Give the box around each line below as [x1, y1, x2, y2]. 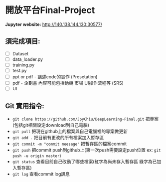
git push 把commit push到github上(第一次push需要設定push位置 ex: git [12, 147, 161, 153]
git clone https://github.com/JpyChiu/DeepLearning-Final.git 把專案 [12, 116, 159, 122]
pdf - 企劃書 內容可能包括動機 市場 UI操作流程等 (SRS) [12, 80, 124, 86]
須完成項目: [5, 37, 41, 45]
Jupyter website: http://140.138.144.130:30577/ [5, 21, 102, 27]
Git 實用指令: [5, 102, 45, 110]
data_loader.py [12, 56, 43, 62]
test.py [12, 67, 27, 73]
